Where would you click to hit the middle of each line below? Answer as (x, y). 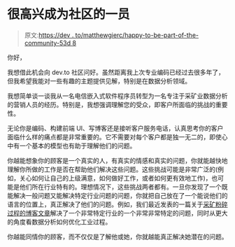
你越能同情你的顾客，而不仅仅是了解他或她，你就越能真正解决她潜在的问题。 (117, 237)
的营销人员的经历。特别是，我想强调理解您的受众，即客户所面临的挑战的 (111, 104)
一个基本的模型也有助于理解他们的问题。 (78, 146)
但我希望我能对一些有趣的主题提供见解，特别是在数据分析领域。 (99, 80)
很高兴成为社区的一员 (69, 14)
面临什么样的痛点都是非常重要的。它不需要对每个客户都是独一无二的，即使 (114, 136)
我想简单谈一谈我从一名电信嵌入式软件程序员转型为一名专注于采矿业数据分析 (117, 96)
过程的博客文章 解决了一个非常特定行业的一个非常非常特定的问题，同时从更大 (117, 213)
